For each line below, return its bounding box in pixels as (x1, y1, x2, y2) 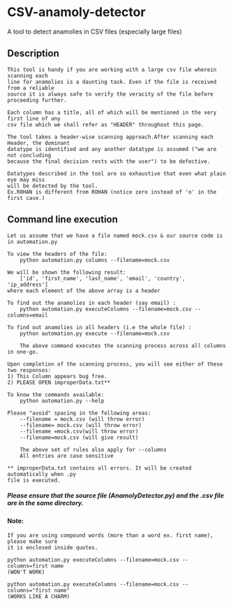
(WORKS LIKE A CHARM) (7, 593, 70, 600)
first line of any (7, 115, 61, 122)
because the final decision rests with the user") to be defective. (7, 158, 211, 165)
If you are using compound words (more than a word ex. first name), (7, 532, 214, 539)
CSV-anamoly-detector (7, 4, 146, 20)
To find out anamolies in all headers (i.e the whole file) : (7, 324, 192, 331)
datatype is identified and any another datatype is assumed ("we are (7, 145, 217, 152)
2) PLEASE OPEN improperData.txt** (7, 379, 111, 386)
